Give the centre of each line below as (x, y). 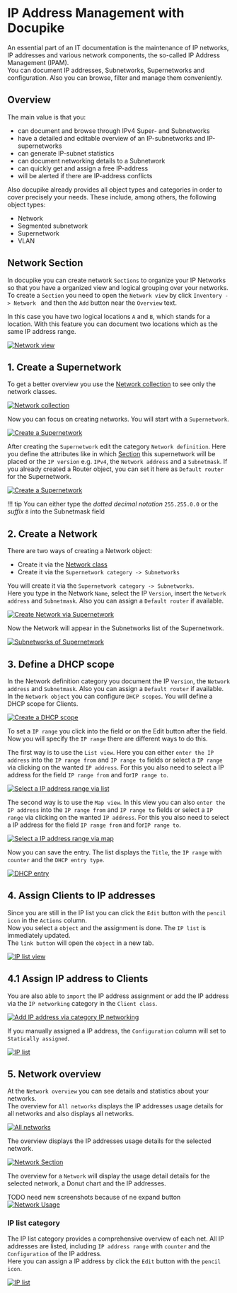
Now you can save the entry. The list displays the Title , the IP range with (115, 852)
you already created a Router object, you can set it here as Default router (116, 469)
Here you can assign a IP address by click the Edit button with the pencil (114, 1261)
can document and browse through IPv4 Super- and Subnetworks (114, 131)
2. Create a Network (52, 534)
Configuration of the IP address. (55, 1253)
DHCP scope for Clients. (43, 704)
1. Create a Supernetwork (64, 367)
